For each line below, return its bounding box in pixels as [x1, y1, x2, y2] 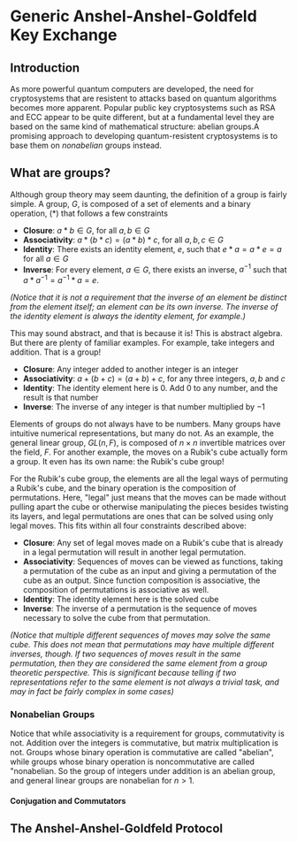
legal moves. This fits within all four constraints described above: [10, 520, 247, 532]
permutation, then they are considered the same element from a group [10, 658, 268, 669]
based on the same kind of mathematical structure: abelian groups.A [10, 121, 260, 132]
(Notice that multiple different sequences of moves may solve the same [10, 630, 271, 640]
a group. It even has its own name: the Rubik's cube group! [10, 456, 225, 467]
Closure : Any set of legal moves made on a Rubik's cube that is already [22, 538, 284, 548]
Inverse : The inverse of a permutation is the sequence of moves [22, 603, 257, 614]
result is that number [22, 392, 99, 403]
